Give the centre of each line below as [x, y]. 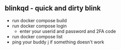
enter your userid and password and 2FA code [68, 31]
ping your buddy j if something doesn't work [58, 42]
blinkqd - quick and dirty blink [53, 8]
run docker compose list [37, 36]
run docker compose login [39, 26]
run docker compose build [39, 20]
